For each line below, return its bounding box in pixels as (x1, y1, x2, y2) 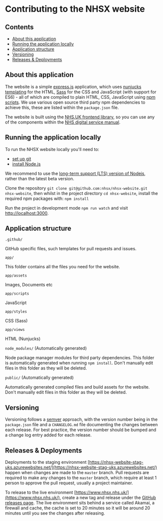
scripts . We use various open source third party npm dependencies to (5, 99, 145, 105)
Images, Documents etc (5, 282, 53, 288)
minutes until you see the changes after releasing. (5, 510, 106, 516)
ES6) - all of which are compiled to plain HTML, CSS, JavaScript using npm (5, 94, 156, 100)
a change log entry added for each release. (5, 432, 92, 438)
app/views (5, 327, 25, 332)
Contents (5, 23, 34, 31)
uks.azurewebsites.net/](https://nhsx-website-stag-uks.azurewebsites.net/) (5, 464, 157, 470)
